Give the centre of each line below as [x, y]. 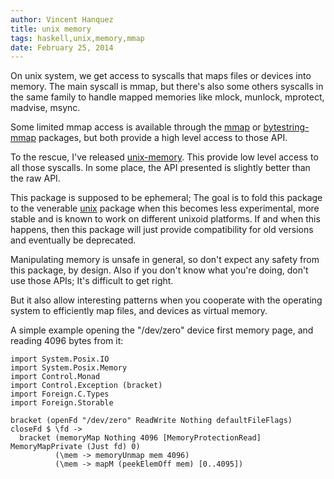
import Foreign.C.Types [60, 394]
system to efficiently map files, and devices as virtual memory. [139, 311]
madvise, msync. [45, 108]
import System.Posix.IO [60, 359]
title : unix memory [51, 29]
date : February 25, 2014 [62, 47]
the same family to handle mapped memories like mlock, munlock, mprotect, [167, 97]
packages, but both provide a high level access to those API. [163, 138]
